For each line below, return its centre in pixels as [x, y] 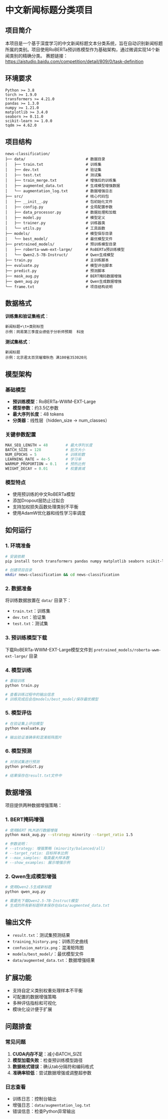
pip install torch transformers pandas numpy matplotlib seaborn [74, 561]
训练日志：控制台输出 [34, 1099]
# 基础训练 [15, 681]
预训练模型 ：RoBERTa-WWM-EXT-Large [54, 402]
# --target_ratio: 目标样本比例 [37, 853]
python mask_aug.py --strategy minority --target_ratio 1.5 [69, 835]
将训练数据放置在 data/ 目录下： [38, 600]
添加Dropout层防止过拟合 [38, 500]
